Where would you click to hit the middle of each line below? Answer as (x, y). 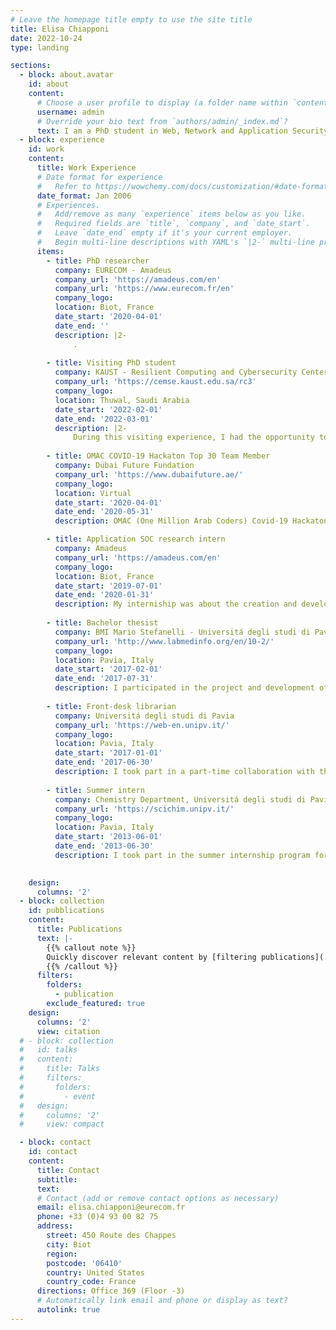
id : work (46, 149)
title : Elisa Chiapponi (60, 29)
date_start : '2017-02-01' (108, 669)
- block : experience (62, 140)
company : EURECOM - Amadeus (113, 270)
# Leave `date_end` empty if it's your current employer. (164, 233)
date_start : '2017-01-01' (108, 753)
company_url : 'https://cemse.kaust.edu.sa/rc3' (155, 382)
